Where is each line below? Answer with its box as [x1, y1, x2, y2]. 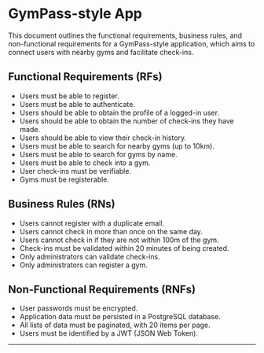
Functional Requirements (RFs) [8, 70, 163, 83]
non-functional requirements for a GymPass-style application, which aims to [8, 39, 255, 48]
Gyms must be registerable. [19, 175, 110, 184]
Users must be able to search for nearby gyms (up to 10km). [19, 141, 214, 150]
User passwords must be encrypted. [19, 303, 138, 313]
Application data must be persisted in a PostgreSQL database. [19, 312, 222, 322]
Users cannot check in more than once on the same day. [19, 226, 203, 236]
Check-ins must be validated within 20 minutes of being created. [19, 243, 229, 252]
